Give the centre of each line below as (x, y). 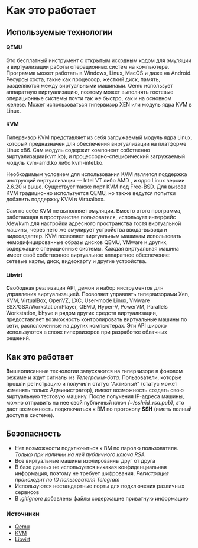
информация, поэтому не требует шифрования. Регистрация (92, 473)
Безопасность (34, 434)
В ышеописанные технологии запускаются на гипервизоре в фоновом (95, 371)
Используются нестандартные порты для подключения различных (100, 486)
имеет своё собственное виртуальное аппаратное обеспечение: (88, 255)
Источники (23, 514)
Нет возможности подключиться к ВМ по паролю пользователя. (96, 448)
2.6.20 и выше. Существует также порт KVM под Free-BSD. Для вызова (96, 187)
